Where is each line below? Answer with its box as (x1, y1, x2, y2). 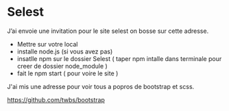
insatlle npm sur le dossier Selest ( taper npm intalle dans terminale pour (16, 54, 222, 62)
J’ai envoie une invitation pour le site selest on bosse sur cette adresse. (7, 27, 209, 35)
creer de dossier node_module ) (16, 62, 108, 70)
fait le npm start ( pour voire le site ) (16, 69, 119, 77)
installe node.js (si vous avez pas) (16, 47, 113, 56)
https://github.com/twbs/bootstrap (7, 95, 105, 103)
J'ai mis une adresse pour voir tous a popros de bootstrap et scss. (7, 82, 195, 90)
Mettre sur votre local (16, 40, 78, 48)
